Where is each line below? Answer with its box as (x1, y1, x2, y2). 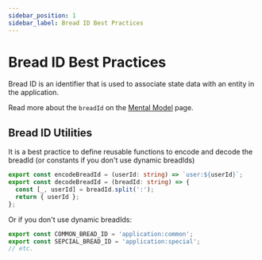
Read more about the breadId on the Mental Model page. (8, 103, 194, 113)
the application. (8, 88, 60, 97)
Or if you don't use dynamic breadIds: (8, 215, 133, 224)
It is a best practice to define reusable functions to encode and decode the (8, 147, 253, 157)
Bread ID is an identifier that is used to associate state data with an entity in (8, 79, 255, 89)
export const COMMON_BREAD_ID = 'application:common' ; (8, 230, 194, 238)
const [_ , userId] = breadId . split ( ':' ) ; (15, 185, 155, 193)
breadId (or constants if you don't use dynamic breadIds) (8, 155, 195, 165)
